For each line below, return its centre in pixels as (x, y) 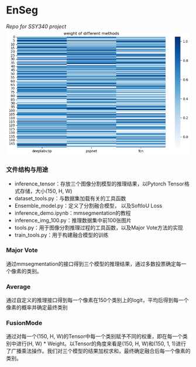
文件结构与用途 (27, 170)
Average (18, 286)
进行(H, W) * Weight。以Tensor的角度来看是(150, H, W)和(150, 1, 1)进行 (101, 344)
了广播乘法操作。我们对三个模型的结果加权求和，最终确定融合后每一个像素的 (98, 351)
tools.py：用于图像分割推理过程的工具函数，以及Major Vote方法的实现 (99, 227)
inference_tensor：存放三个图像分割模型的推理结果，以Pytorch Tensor (99, 183)
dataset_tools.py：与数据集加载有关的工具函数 (70, 198)
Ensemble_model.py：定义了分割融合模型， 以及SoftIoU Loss (88, 205)
